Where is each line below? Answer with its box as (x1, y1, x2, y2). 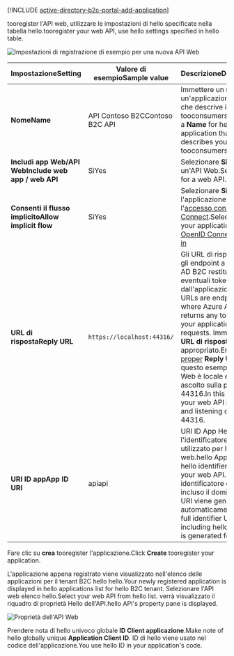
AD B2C (180, 267, 207, 276)
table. (7, 34, 24, 43)
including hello (180, 522, 228, 532)
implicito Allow (10, 212, 59, 222)
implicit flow (10, 221, 53, 230)
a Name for (180, 120, 218, 129)
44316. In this (180, 389, 225, 398)
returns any (180, 310, 218, 320)
